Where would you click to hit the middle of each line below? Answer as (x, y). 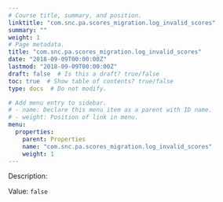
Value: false (28, 191)
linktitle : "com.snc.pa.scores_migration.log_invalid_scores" (112, 23)
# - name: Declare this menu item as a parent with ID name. (110, 110)
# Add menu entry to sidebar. (58, 103)
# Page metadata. (37, 45)
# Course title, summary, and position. (75, 15)
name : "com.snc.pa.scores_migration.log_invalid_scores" (117, 146)
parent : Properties (54, 139)
